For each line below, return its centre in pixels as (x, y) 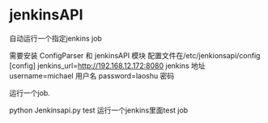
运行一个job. (30, 93)
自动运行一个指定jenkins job (55, 38)
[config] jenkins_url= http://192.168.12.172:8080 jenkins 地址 (107, 66)
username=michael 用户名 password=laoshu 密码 (92, 75)
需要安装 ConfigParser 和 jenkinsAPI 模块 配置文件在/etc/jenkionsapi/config (135, 55)
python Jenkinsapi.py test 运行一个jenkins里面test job (99, 110)
